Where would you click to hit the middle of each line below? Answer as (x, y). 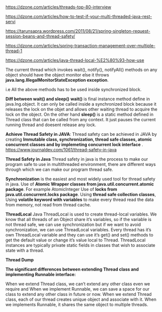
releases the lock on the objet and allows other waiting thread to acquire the (81, 109)
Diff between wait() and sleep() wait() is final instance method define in (78, 99)
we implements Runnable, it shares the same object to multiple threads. (77, 304)
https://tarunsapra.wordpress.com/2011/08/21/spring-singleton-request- (78, 31)
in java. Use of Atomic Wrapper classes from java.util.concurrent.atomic (80, 184)
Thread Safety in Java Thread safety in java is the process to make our (77, 159)
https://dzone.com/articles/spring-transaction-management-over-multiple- (81, 46)
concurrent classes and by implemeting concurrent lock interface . (74, 145)
